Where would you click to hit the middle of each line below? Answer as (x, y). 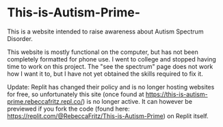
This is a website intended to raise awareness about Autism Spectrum (105, 31)
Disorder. (20, 38)
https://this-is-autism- (176, 94)
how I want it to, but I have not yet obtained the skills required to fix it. (105, 74)
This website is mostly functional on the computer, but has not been (103, 52)
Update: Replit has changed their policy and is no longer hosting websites (111, 87)
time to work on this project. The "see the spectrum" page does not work (110, 66)
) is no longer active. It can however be (137, 101)
